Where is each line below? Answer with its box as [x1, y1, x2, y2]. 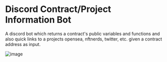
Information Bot [5, 14, 71, 25]
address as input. [5, 41, 41, 47]
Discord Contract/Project [5, 3, 111, 15]
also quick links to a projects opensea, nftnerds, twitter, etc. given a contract [5, 36, 163, 42]
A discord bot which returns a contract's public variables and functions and [5, 30, 161, 36]
